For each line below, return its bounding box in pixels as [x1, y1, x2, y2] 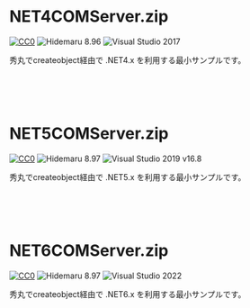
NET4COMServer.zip [9, 6, 169, 27]
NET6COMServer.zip [9, 240, 169, 261]
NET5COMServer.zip [9, 123, 169, 144]
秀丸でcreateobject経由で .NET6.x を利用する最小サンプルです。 [9, 288, 246, 299]
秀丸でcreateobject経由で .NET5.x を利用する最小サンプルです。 [9, 171, 246, 182]
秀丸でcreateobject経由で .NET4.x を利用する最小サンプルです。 [9, 54, 246, 65]
